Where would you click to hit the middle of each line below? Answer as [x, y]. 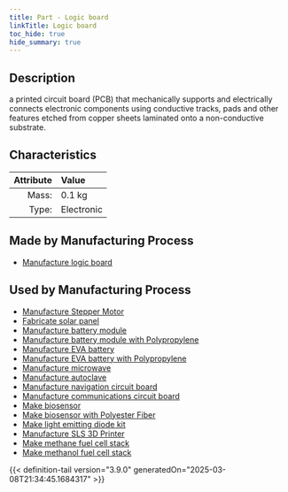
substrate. [27, 127]
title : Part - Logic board [59, 17]
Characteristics [53, 155]
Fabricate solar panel [61, 320]
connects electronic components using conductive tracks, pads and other [144, 109]
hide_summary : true [45, 42]
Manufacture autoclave [64, 377]
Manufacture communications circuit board [101, 396]
